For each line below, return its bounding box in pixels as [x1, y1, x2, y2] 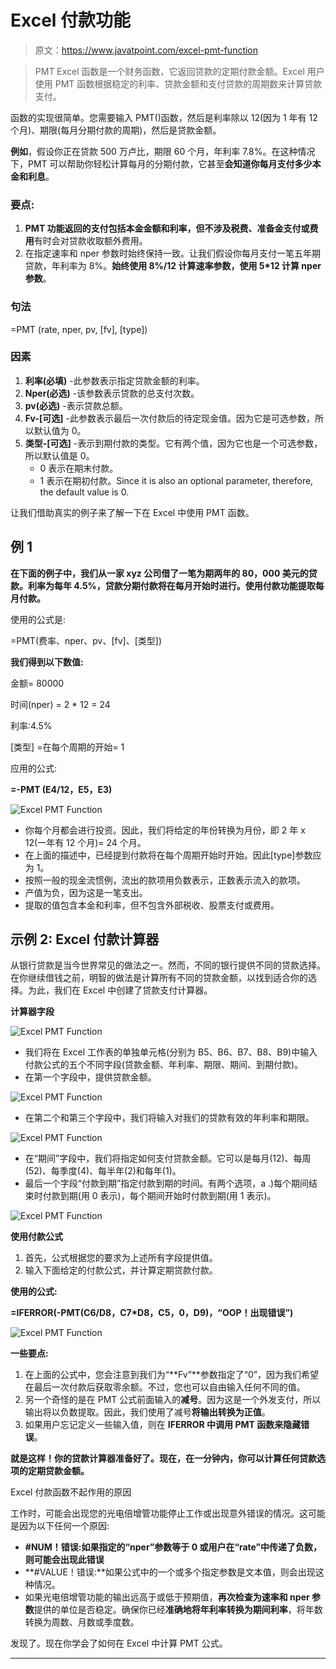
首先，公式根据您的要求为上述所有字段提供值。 [24, 1252, 218, 1264]
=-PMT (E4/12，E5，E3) [10, 783, 113, 795]
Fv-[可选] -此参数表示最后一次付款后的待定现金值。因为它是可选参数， [24, 412, 315, 424]
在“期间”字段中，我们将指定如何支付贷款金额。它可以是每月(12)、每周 [24, 1152, 312, 1165]
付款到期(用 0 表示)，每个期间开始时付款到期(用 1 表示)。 [42, 1190, 277, 1202]
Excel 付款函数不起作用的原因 [10, 1486, 132, 1498]
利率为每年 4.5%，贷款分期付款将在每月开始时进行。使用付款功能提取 [27, 579, 316, 591]
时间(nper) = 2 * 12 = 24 [10, 698, 111, 710]
